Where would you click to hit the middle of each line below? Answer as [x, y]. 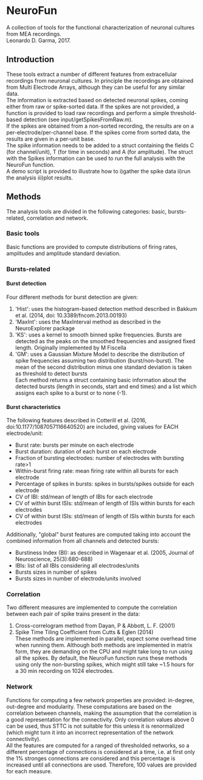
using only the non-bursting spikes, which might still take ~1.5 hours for [105, 664]
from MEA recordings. [34, 33]
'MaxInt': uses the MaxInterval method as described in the [88, 322]
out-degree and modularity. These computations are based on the [89, 706]
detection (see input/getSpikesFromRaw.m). [78, 119]
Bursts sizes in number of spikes [56, 572]
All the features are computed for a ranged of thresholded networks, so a [98, 745]
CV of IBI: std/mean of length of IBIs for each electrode [84, 497]
